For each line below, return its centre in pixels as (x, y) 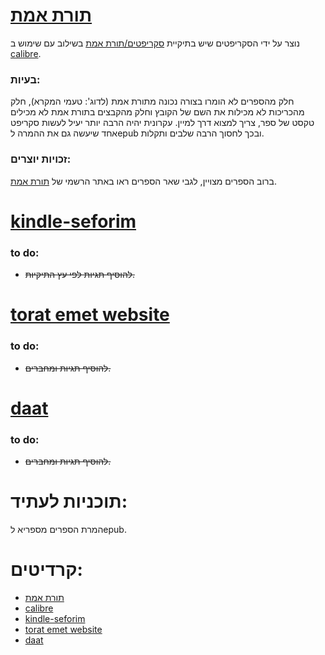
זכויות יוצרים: (41, 159)
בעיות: (25, 79)
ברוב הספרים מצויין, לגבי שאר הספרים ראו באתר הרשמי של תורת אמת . (144, 181)
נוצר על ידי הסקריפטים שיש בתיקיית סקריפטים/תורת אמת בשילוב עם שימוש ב (155, 43)
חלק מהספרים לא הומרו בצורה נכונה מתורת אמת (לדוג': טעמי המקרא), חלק (152, 101)
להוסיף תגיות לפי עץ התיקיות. (79, 275)
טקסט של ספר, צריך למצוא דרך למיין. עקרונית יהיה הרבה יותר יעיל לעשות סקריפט (162, 123)
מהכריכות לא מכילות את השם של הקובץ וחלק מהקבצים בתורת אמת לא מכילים (157, 112)
